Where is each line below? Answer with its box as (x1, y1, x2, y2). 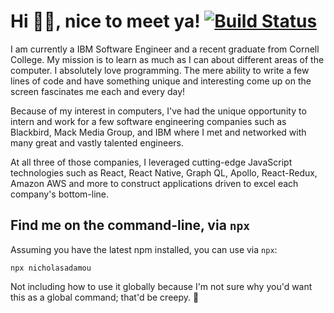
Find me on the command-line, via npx (10, 217, 251, 234)
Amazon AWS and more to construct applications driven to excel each (10, 177, 299, 189)
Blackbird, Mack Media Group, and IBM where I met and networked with (10, 126, 307, 138)
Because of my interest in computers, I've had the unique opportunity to (10, 105, 307, 117)
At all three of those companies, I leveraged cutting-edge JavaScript (10, 156, 293, 168)
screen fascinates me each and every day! (10, 85, 186, 97)
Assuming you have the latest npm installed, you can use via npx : (10, 243, 278, 255)
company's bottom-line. (10, 188, 110, 200)
